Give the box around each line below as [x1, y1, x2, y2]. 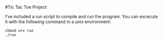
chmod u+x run [5, 28, 34, 33]
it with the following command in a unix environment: [5, 19, 111, 24]
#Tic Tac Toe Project [5, 4, 47, 10]
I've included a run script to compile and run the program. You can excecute [5, 14, 158, 19]
